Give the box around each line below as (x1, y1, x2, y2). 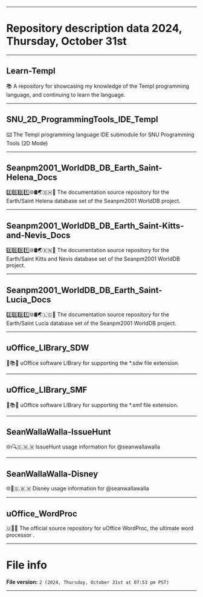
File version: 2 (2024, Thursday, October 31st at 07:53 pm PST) (6, 578, 169, 585)
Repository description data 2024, (6, 22, 182, 35)
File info (6, 558, 47, 572)
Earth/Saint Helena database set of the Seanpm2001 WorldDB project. (6, 198, 181, 205)
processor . (6, 532, 35, 539)
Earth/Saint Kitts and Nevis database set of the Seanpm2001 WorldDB (6, 255, 180, 262)
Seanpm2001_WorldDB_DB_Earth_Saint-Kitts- (6, 221, 184, 231)
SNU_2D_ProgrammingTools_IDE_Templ (6, 115, 158, 125)
